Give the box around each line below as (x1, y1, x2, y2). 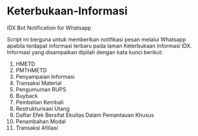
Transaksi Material (15, 79, 62, 87)
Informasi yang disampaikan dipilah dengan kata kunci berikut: (7, 48, 163, 55)
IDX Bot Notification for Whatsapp (7, 24, 91, 31)
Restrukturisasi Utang (15, 105, 70, 112)
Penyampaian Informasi (15, 73, 75, 80)
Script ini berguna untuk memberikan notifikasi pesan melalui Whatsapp (7, 36, 186, 43)
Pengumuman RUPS (15, 85, 67, 93)
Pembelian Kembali (15, 98, 64, 106)
